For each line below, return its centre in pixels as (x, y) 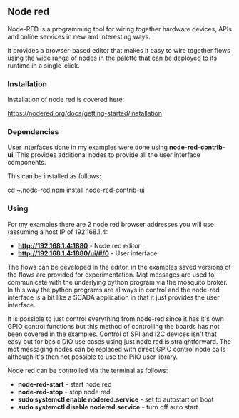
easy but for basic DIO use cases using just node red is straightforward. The (119, 341)
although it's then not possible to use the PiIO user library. (93, 357)
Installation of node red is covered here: (66, 100)
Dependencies (33, 132)
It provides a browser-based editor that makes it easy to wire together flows (119, 50)
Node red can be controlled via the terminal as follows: (88, 370)
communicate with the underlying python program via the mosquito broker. (118, 282)
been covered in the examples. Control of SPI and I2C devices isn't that (112, 334)
